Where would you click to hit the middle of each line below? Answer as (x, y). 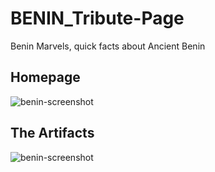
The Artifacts (52, 133)
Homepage (45, 77)
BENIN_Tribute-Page (97, 18)
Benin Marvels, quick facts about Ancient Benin (108, 46)
